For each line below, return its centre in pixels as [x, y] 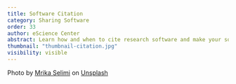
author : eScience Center [44, 33]
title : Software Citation [45, 14]
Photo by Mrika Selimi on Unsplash [58, 72]
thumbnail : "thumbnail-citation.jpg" [63, 46]
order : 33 [22, 27]
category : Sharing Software [48, 20]
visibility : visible [38, 53]
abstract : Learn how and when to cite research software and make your [114, 40]
